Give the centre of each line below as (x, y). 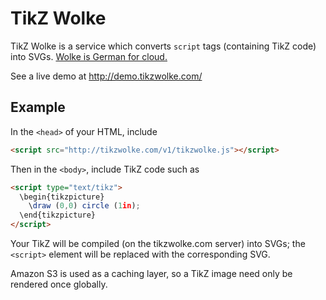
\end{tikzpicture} (58, 215)
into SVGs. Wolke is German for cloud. (89, 56)
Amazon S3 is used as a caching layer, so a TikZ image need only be (151, 273)
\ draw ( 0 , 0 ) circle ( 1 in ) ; (84, 206)
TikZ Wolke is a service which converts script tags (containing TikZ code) (163, 46)
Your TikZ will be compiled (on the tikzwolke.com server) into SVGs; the (158, 243)
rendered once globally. (59, 284)
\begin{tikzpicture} (62, 197)
